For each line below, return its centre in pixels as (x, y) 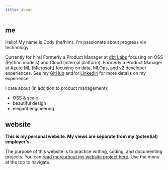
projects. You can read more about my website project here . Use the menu (82, 157)
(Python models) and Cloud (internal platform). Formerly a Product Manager (84, 63)
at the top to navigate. (28, 162)
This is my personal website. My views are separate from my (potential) (82, 136)
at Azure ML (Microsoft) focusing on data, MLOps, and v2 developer (76, 68)
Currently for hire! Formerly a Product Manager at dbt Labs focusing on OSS (84, 57)
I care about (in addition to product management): (57, 88)
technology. (18, 48)
